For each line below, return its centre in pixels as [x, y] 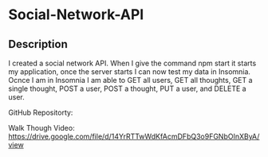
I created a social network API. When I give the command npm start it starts [132, 63]
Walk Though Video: [41, 128]
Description [38, 44]
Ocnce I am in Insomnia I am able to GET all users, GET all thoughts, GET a [130, 80]
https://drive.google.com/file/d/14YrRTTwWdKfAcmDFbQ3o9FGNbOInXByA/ [134, 136]
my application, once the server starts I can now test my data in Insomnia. [130, 72]
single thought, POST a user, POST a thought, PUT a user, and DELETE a [127, 88]
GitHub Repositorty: [41, 112]
